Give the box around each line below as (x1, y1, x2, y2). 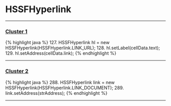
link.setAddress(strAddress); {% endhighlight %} (5, 90, 108, 96)
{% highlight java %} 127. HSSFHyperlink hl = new (5, 40, 110, 46)
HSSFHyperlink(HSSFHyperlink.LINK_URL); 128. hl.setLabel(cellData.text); (5, 45, 160, 51)
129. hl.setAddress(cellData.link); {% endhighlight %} (5, 50, 117, 56)
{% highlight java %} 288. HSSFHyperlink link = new (5, 79, 115, 85)
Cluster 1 (5, 28, 28, 35)
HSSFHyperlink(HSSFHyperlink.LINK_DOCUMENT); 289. (5, 85, 124, 91)
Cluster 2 (5, 67, 29, 75)
